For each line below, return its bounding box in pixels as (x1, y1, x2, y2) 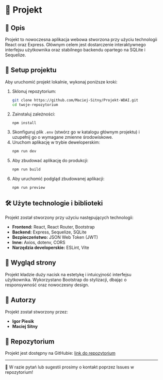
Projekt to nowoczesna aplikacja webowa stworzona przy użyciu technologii (5, 36, 158, 42)
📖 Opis (5, 24, 25, 32)
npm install (12, 120, 36, 125)
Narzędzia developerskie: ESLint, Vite (12, 245, 89, 250)
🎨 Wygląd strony (5, 259, 56, 267)
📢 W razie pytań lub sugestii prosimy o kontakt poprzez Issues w (5, 364, 134, 370)
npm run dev (12, 149, 36, 154)
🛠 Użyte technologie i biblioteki (5, 199, 103, 208)
